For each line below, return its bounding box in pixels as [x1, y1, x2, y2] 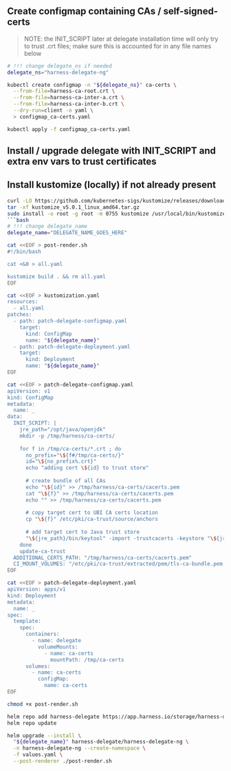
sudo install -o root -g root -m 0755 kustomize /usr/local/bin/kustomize [7, 210, 226, 217]
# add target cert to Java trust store [25, 528, 140, 536]
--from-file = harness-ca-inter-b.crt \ [13, 101, 125, 107]
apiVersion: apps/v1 [7, 586, 67, 593]
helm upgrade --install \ [7, 732, 81, 739]
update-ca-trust [19, 548, 67, 555]
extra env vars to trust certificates [7, 156, 157, 167]
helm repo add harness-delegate [7, 713, 100, 720]
